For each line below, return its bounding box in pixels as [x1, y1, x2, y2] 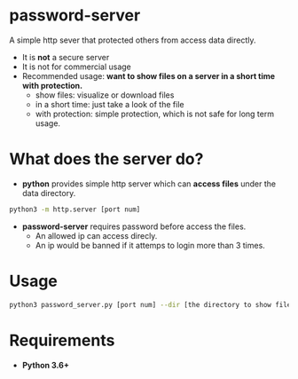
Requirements [9, 330, 115, 351]
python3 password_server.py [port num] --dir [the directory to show [9, 300, 272, 309]
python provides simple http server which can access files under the [21, 178, 277, 189]
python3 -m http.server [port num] [9, 205, 141, 214]
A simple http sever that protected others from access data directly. [9, 35, 256, 45]
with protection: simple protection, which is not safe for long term [35, 108, 275, 119]
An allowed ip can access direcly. [35, 230, 158, 241]
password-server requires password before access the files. [21, 221, 247, 232]
